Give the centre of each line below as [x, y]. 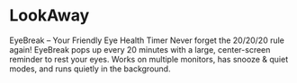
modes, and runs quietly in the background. [90, 69]
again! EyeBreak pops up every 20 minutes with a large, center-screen [140, 49]
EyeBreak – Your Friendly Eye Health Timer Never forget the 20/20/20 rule [147, 40]
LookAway [49, 16]
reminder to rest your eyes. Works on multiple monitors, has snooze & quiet [149, 59]
